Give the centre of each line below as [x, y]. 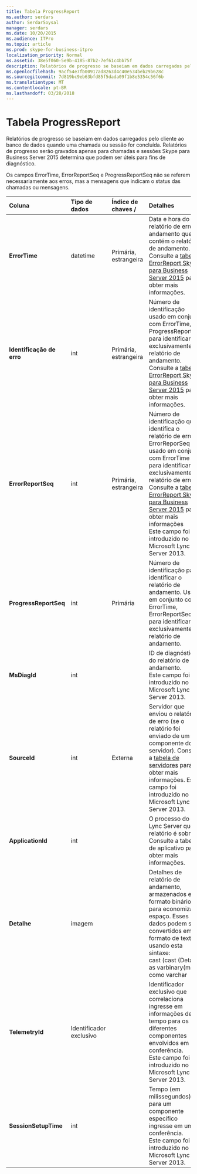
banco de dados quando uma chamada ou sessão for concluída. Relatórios [96, 145]
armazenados [167, 894]
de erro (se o [167, 721]
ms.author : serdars [30, 17]
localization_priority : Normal [44, 55]
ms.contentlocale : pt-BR [36, 88]
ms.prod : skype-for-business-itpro [50, 50]
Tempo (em [164, 1089]
